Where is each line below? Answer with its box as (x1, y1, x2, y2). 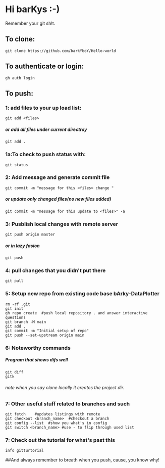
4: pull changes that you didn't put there (5, 267, 106, 274)
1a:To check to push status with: (5, 151, 86, 158)
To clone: (5, 35, 35, 43)
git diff (5, 369, 24, 375)
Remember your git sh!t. (5, 20, 56, 26)
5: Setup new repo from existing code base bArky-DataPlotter (5, 290, 160, 297)
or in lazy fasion (5, 243, 40, 249)
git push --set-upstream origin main (5, 333, 85, 338)
